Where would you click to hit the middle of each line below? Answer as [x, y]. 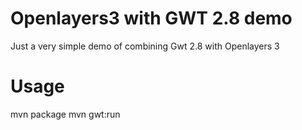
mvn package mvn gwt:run [65, 114]
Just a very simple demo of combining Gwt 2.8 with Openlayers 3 [145, 46]
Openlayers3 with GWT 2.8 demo [151, 18]
